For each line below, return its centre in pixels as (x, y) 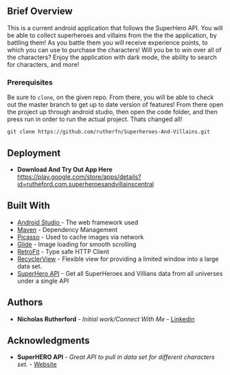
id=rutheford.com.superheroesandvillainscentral (85, 184)
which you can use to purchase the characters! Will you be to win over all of (114, 50)
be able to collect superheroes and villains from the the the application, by (112, 35)
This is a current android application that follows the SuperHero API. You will (115, 28)
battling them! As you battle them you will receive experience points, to (107, 42)
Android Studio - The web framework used (78, 222)
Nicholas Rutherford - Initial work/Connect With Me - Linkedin (106, 319)
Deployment (34, 153)
